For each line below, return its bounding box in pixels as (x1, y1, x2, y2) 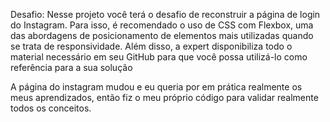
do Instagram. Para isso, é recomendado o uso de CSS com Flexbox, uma (10, 19, 314, 31)
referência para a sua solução (10, 62, 133, 73)
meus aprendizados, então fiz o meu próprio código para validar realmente (10, 92, 319, 103)
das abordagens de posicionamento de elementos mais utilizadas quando (10, 30, 314, 41)
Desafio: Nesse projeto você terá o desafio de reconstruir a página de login (10, 9, 321, 20)
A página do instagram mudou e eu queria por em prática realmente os (10, 81, 303, 93)
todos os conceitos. (10, 102, 92, 114)
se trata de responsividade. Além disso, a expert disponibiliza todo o (10, 40, 293, 52)
